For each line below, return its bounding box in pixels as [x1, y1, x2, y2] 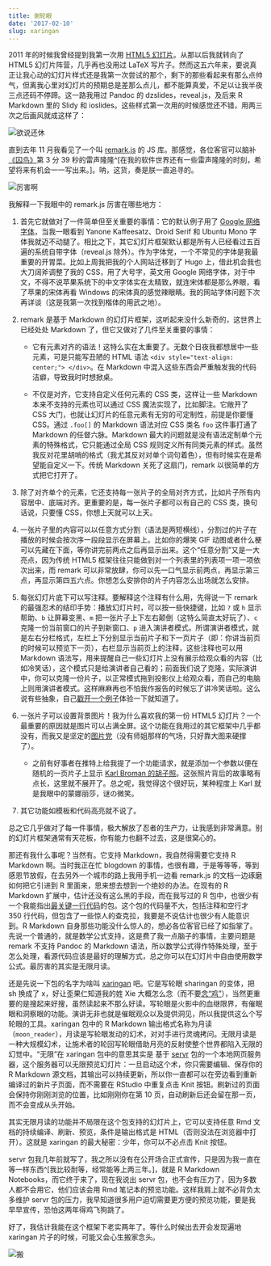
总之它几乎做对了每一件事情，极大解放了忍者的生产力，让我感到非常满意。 [8, 823, 256, 833]
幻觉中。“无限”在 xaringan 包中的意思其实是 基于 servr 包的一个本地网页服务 [8, 1049, 262, 1059]
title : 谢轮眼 [8, 11, 52, 20]
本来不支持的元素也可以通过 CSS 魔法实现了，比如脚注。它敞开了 [31, 399, 248, 409]
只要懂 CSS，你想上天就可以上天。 [41, 508, 157, 517]
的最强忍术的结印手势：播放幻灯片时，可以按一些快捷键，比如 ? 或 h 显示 [19, 603, 262, 613]
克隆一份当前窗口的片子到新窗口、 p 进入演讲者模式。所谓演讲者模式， [19, 623, 252, 633]
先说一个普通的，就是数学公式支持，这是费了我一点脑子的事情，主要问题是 [8, 931, 256, 941]
